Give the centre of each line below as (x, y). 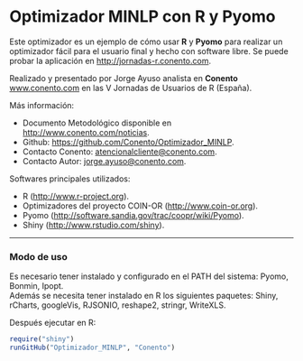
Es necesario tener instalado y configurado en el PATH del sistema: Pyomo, (149, 276)
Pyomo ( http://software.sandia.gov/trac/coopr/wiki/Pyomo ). (133, 215)
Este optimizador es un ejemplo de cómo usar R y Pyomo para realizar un (146, 42)
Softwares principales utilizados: (70, 179)
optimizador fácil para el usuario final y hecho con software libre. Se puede (149, 51)
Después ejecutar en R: (53, 323)
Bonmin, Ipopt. (37, 286)
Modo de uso (38, 256)
